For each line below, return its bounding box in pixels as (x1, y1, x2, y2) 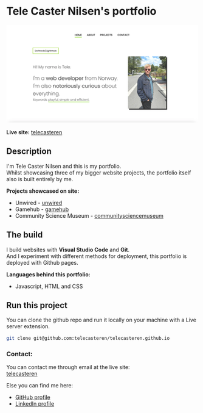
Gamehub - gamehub (15, 206, 69, 213)
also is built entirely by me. (6, 175, 74, 182)
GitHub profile (15, 393, 50, 401)
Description (6, 146, 52, 157)
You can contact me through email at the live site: (6, 364, 130, 371)
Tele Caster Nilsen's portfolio (6, 4, 157, 18)
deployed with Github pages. (6, 259, 78, 266)
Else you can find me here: (6, 382, 74, 389)
